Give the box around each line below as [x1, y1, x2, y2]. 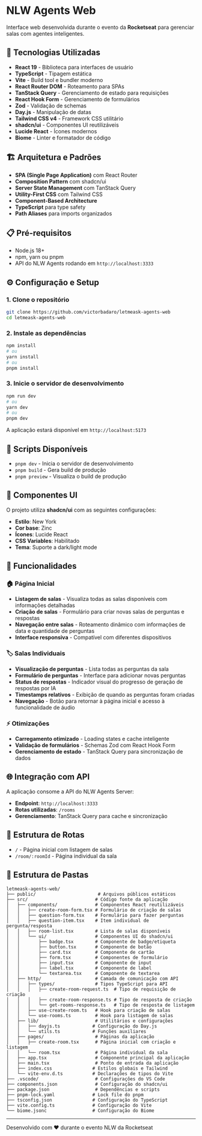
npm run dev [6, 393, 36, 399]
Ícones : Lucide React [14, 530, 68, 538]
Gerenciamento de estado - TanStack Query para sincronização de [14, 748, 183, 755]
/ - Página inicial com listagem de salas [14, 846, 113, 853]
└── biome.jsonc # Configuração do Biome [6, 1108, 155, 1114]
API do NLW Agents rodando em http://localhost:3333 [14, 260, 154, 267]
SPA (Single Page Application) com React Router [14, 171, 138, 179]
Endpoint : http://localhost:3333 [14, 799, 98, 807]
